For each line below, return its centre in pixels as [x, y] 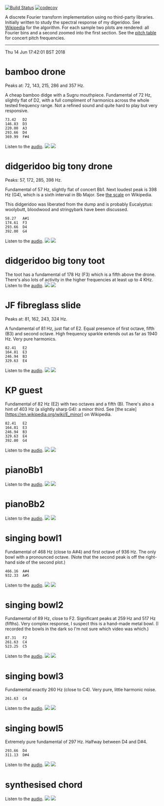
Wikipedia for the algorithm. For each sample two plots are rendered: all [77, 27]
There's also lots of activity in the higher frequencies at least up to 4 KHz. [79, 279]
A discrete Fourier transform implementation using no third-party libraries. [80, 17]
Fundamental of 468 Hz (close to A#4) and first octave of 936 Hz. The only [81, 552]
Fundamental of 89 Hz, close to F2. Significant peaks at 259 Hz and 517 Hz [81, 618]
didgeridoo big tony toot [55, 261]
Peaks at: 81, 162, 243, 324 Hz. [36, 319]
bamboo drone [35, 72]
